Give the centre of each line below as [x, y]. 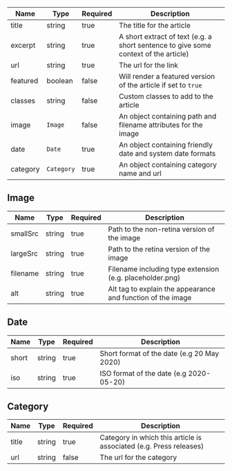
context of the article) [154, 54]
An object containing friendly [165, 145]
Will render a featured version [167, 77]
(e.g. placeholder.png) [144, 278]
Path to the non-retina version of [162, 229]
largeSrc [24, 254]
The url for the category [138, 458]
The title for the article [155, 25]
